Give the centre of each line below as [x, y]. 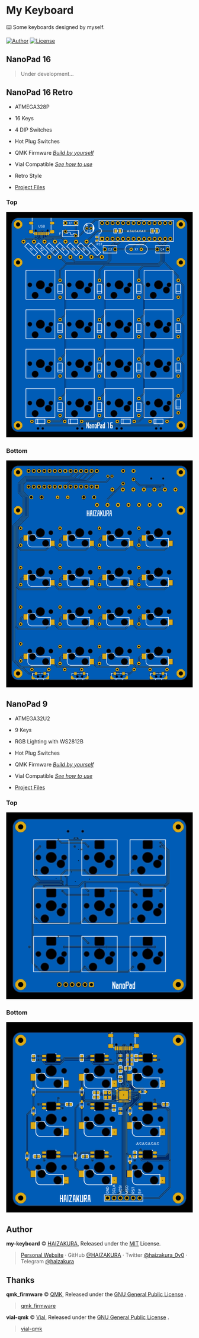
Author [19, 1229]
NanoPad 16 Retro [40, 92]
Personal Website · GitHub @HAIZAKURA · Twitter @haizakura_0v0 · [104, 1255]
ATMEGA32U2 [32, 719]
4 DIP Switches [33, 130]
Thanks [20, 1280]
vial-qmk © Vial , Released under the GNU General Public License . [88, 1317]
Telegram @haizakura [47, 1262]
